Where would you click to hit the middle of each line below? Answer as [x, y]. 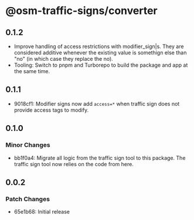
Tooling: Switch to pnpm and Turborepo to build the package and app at [101, 65]
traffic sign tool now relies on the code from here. [74, 164]
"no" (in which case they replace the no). [64, 59]
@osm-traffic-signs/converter [81, 11]
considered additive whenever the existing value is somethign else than [100, 53]
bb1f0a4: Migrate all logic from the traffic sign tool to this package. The [100, 158]
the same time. [32, 71]
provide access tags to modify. [51, 110]
